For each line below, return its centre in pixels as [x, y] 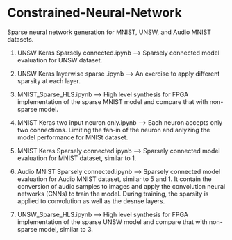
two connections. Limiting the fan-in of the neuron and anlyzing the [114, 130]
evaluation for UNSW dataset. [60, 60]
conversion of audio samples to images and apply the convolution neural [121, 186]
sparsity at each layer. [49, 80]
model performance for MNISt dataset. [73, 137]
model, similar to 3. [66, 229]
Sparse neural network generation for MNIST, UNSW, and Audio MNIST [109, 32]
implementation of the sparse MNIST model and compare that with [113, 101]
